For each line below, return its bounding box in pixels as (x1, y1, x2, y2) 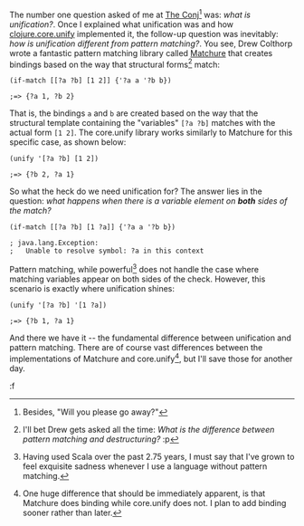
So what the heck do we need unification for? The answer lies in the (9, 186, 262, 197)
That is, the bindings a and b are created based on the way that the (9, 108, 259, 119)
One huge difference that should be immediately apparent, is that (22, 488, 266, 499)
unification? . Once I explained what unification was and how (9, 18, 233, 30)
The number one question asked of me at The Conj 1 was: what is (9, 8, 252, 20)
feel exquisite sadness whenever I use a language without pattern (22, 461, 268, 472)
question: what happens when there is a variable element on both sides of (9, 196, 288, 206)
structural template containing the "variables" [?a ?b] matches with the (9, 118, 276, 129)
